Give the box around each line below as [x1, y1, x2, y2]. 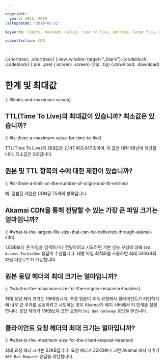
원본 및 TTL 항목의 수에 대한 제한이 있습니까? [5, 167, 133, 175]
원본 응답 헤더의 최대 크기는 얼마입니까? [5, 272, 118, 280]
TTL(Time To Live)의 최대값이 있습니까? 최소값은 [5, 112, 147, 121]
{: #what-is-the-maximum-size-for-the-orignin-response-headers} [5, 286, 141, 292]
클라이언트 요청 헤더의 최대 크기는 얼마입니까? [5, 324, 136, 332]
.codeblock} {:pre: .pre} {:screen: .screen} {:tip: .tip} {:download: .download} [5, 61, 160, 67]
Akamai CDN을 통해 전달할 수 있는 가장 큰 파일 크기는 [5, 206, 158, 214]
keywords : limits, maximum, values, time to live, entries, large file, [5, 30, 157, 34]
